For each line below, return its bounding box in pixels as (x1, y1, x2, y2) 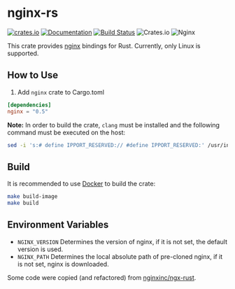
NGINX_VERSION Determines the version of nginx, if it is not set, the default (17, 237, 227, 246)
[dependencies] (7, 101, 52, 108)
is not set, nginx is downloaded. (17, 260, 110, 268)
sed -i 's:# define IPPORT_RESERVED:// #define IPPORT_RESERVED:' (7, 141, 205, 148)
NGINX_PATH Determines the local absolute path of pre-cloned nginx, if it (17, 252, 223, 260)
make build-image (7, 193, 58, 200)
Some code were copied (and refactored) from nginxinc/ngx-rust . (7, 273, 197, 281)
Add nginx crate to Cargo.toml (17, 87, 105, 96)
